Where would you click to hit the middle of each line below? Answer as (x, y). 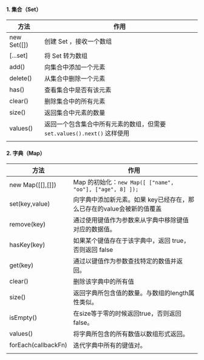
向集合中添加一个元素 (75, 67)
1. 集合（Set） (24, 9)
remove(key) (28, 225)
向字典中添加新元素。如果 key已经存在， (131, 200)
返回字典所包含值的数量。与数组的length (131, 293)
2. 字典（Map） (26, 153)
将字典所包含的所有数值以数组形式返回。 (131, 334)
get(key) (22, 265)
